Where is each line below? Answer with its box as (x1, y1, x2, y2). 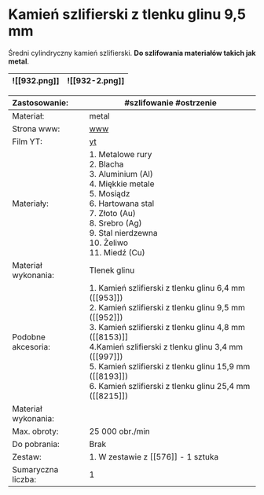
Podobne (12, 332, 46, 343)
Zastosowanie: (12, 97, 68, 108)
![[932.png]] (12, 75, 60, 86)
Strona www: (12, 123, 60, 134)
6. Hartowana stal (89, 198, 155, 209)
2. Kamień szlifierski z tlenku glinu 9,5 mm (89, 302, 245, 313)
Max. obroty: (12, 426, 59, 437)
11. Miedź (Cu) (89, 247, 145, 258)
